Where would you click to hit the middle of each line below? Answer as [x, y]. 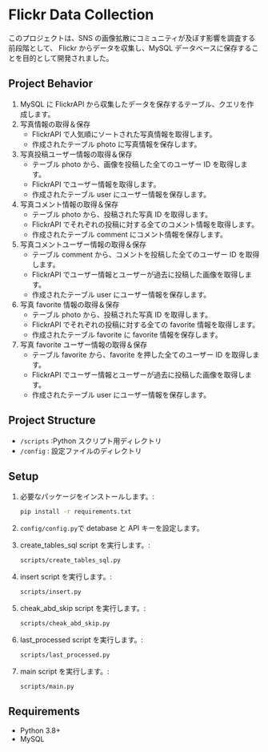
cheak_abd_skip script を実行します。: [83, 608]
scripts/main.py [47, 686]
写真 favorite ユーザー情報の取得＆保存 [84, 344]
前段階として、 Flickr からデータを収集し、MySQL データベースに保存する [130, 48]
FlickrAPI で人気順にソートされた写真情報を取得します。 [124, 134]
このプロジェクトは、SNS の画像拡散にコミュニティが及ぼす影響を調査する [132, 38]
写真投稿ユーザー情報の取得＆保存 [76, 154]
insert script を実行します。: [66, 577]
